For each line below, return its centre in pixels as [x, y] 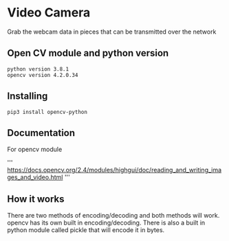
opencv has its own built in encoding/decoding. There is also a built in [106, 223]
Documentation [41, 133]
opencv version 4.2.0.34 [43, 75]
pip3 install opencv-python [47, 112]
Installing [28, 96]
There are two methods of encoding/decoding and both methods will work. [113, 216]
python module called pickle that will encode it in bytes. [86, 230]
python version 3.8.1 [38, 69]
